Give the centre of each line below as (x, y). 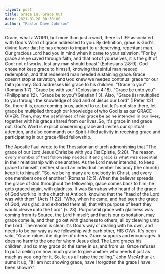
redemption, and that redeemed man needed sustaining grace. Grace (75, 74)
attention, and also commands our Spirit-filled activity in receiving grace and (83, 132)
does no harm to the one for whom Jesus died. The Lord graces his (73, 241)
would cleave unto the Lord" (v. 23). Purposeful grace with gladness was (79, 210)
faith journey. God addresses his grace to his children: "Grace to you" (76, 85)
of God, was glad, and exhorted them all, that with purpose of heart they (78, 204)
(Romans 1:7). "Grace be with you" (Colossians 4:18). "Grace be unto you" (80, 90)
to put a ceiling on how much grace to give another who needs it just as (78, 252)
